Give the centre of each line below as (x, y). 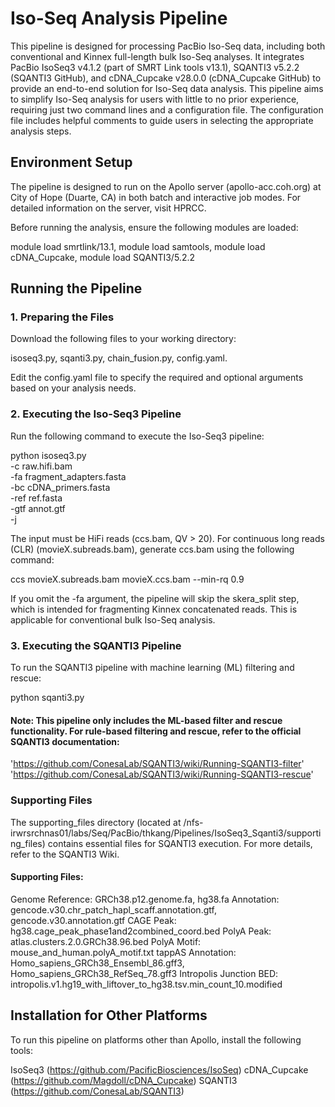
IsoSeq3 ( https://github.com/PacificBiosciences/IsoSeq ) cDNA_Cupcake (159, 1069)
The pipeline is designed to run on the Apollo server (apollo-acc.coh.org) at (166, 186)
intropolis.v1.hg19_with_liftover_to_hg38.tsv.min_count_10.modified (146, 984)
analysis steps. (41, 131)
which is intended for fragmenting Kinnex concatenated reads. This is (154, 609)
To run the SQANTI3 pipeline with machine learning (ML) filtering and (152, 668)
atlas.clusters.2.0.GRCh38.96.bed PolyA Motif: (106, 941)
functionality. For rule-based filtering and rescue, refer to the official (156, 731)
